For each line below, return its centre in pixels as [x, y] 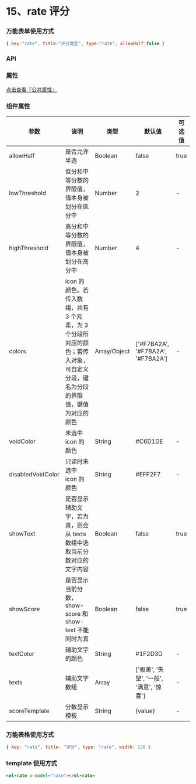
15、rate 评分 [38, 11]
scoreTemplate [29, 711]
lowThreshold [28, 193]
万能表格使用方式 [30, 734]
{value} [146, 711]
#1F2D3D [149, 653]
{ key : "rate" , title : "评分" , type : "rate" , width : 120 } [78, 747]
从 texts [76, 534]
